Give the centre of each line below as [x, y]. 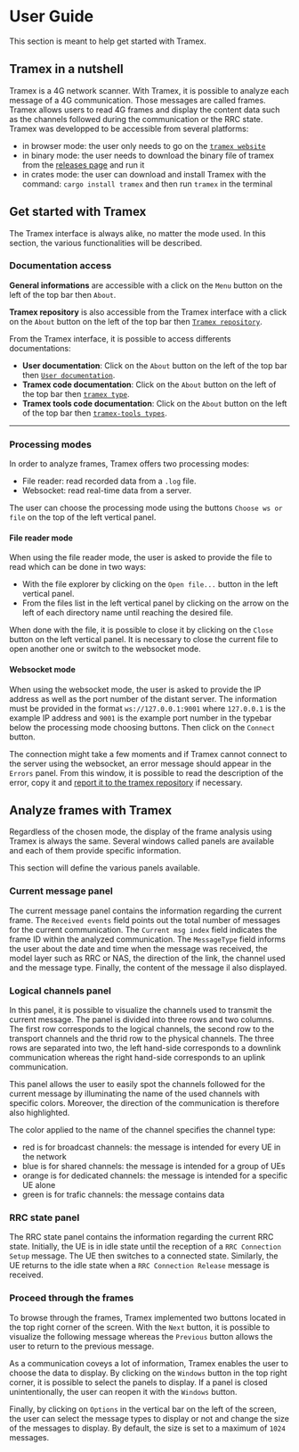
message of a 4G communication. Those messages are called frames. [137, 100]
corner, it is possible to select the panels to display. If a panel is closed [139, 1382]
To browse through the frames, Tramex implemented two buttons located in [148, 1317]
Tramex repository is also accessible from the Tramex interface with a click [148, 312]
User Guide [52, 16]
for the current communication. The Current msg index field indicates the [143, 929]
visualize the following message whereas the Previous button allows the [141, 1336]
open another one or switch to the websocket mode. [105, 649]
